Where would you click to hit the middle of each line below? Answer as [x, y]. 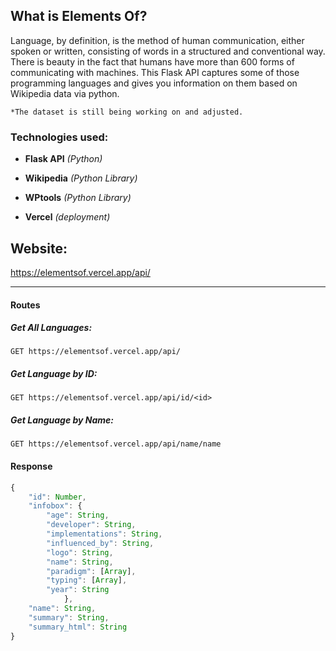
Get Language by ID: [54, 374]
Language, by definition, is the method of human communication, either [157, 40]
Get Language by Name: [62, 420]
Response [31, 466]
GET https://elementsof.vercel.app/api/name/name [116, 444]
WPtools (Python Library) [78, 198]
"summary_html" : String [78, 627]
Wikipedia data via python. [65, 93]
